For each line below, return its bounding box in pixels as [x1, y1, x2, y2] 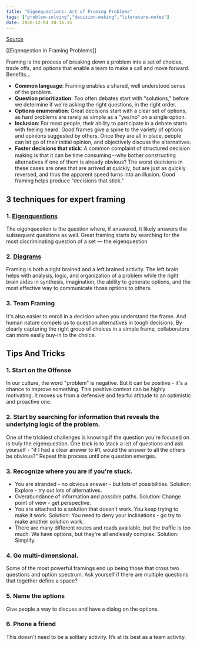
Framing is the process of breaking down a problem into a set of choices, [6, 58, 183, 65]
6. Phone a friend [6, 620, 56, 628]
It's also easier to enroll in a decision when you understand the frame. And [6, 312, 186, 319]
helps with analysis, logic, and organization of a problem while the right [6, 272, 179, 279]
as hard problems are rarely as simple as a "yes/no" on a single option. [14, 114, 186, 121]
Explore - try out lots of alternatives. [14, 487, 102, 494]
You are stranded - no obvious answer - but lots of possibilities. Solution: [14, 480, 192, 487]
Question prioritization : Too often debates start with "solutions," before [14, 95, 189, 102]
